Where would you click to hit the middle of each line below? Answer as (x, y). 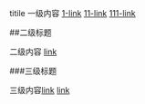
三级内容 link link (40, 90)
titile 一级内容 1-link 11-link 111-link (72, 13)
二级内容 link (33, 52)
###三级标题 (33, 71)
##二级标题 (31, 33)
